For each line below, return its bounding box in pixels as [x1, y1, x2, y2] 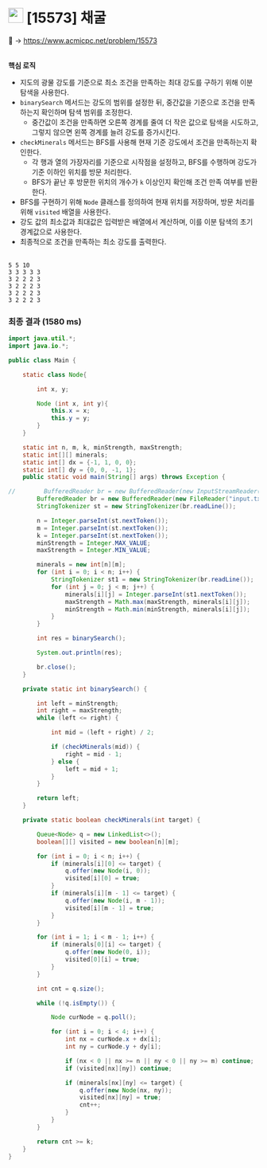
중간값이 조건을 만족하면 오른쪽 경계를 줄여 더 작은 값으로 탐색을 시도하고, [31, 117, 259, 127]
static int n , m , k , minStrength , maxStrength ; [22, 443, 183, 452]
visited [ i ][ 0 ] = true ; [64, 875, 141, 883]
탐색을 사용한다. [19, 87, 69, 97]
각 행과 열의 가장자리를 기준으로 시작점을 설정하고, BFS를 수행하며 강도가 [31, 157, 257, 167]
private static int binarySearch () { [22, 684, 148, 693]
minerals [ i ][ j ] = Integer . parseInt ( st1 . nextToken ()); [64, 590, 247, 598]
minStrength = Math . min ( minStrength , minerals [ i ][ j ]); [64, 605, 250, 613]
